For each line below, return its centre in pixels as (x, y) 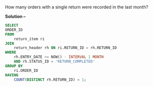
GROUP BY (14, 66)
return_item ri (29, 39)
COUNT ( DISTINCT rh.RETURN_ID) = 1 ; (50, 80)
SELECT (12, 25)
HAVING (12, 75)
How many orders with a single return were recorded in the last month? (77, 7)
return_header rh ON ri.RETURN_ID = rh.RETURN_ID (66, 48)
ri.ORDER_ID (26, 70)
